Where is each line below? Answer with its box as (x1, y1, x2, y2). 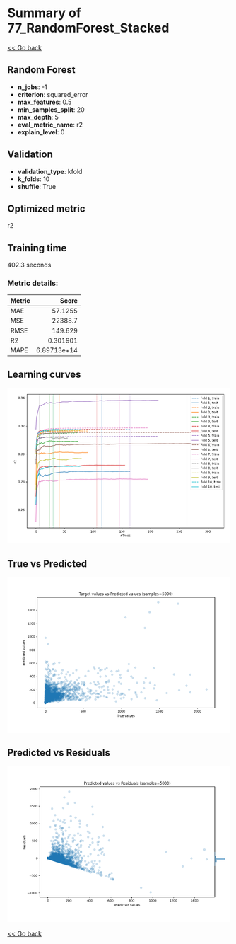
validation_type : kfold (17, 167, 83, 175)
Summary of (7, 5, 81, 21)
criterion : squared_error (17, 90, 88, 98)
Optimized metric (7, 202, 86, 214)
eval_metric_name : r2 (17, 120, 83, 129)
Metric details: (7, 278, 59, 288)
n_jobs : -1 (17, 83, 47, 91)
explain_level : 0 (17, 127, 65, 136)
